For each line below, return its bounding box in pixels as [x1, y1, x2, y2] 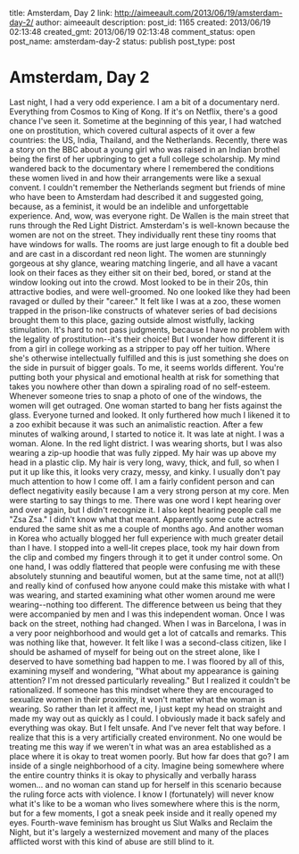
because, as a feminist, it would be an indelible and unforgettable [9, 201, 249, 211]
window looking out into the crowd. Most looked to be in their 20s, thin [9, 277, 269, 287]
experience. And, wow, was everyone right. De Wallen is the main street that [9, 210, 290, 221]
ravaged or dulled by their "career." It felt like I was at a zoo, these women [9, 295, 281, 306]
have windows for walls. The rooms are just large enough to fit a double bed [9, 238, 289, 249]
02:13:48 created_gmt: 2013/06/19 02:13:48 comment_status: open [9, 27, 256, 37]
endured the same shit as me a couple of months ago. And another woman [9, 523, 284, 534]
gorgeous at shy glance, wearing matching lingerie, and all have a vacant [9, 258, 278, 269]
